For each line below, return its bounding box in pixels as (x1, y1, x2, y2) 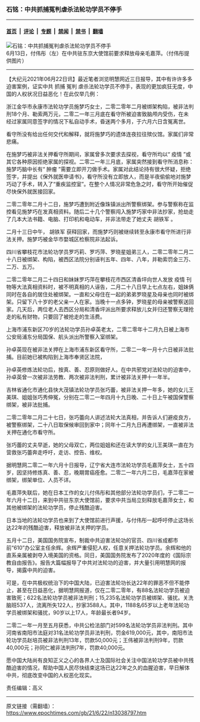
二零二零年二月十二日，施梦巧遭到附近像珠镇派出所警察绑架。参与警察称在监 (6, 200, 194, 207)
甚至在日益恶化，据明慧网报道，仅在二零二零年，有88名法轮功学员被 (16, 586, 185, 594)
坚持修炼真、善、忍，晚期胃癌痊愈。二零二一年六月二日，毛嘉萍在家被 (21, 469, 194, 476)
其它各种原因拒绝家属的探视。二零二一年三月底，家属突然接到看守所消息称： (6, 158, 194, 165)
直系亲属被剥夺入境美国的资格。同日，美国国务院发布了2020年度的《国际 (6, 551, 186, 559)
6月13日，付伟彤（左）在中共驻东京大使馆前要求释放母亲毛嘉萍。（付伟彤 (6, 49, 185, 57)
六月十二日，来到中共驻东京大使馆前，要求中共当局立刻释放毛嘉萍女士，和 (11, 496, 194, 503)
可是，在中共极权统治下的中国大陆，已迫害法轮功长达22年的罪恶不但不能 (6, 579, 185, 586)
